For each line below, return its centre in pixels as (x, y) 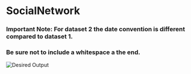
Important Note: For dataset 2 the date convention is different (95, 29)
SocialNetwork (43, 11)
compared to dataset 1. (40, 36)
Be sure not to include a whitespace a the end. (73, 52)
